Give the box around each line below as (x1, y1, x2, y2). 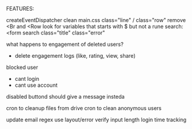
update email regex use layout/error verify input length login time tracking (6, 116, 187, 123)
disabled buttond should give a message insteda (6, 93, 125, 100)
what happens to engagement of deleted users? (6, 41, 124, 48)
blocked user (6, 64, 39, 71)
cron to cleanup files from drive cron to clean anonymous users (6, 105, 162, 112)
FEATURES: (6, 5, 34, 12)
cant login (14, 75, 40, 82)
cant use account (14, 81, 58, 89)
